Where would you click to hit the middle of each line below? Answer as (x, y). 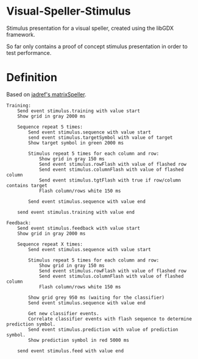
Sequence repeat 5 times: (50, 127)
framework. (21, 34)
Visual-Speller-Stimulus (69, 11)
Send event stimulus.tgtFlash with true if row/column (110, 180)
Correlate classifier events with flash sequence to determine (110, 319)
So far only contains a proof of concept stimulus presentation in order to (97, 46)
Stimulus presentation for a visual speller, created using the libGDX (90, 28)
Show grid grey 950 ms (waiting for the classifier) (97, 297)
